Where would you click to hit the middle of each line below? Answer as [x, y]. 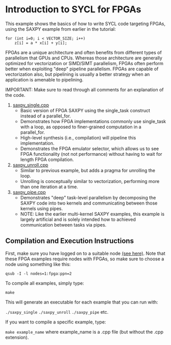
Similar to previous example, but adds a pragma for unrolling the [88, 170]
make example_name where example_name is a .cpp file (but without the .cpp [84, 332]
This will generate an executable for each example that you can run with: [82, 302]
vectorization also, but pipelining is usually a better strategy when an [78, 74]
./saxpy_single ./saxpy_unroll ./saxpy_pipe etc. [57, 312]
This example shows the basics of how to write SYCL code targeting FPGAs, [86, 24]
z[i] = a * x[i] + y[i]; [41, 43]
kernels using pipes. [41, 208]
